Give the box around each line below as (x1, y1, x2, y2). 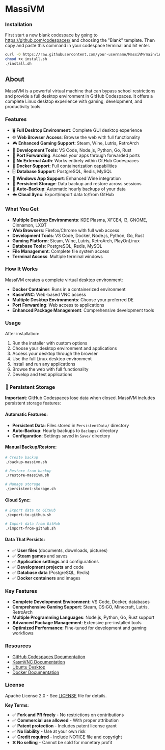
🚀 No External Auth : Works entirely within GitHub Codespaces (12, 158, 139, 164)
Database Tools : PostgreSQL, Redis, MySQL (12, 243, 102, 249)
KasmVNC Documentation (12, 659, 65, 664)
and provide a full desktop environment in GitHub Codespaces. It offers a (5, 93, 153, 99)
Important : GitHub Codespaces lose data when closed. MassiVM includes (5, 395, 156, 401)
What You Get (5, 205, 39, 212)
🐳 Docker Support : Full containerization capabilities (12, 163, 117, 169)
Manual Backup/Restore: (5, 444, 57, 450)
